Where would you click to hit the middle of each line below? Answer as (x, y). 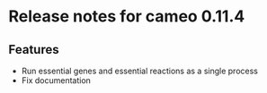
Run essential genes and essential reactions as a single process (139, 71)
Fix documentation (56, 80)
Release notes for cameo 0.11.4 (127, 17)
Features (34, 50)
